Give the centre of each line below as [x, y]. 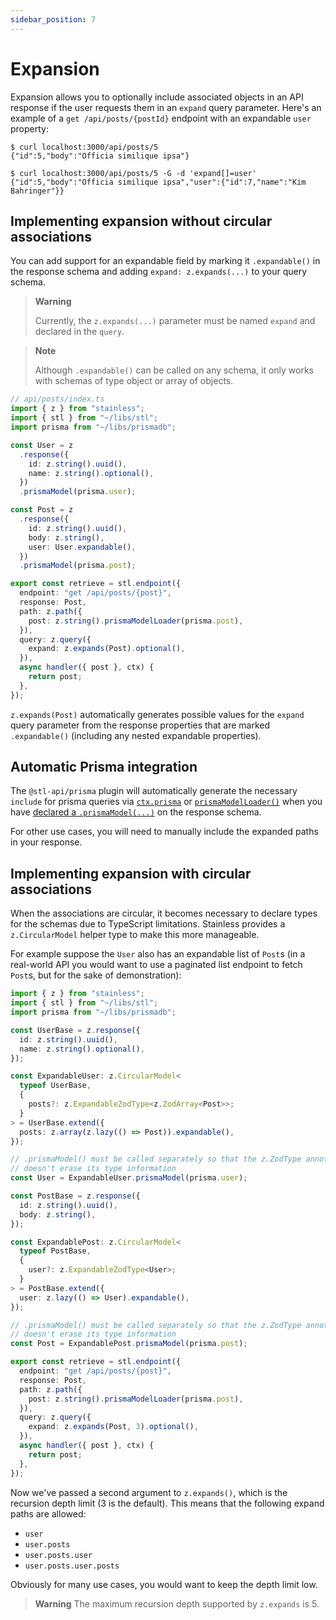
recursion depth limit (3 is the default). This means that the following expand [167, 1503]
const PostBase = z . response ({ [75, 1196]
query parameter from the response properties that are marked [140, 725]
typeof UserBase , [55, 1086]
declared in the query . [79, 332]
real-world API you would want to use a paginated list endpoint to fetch [156, 965]
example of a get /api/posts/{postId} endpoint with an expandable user [161, 118]
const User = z [42, 445]
